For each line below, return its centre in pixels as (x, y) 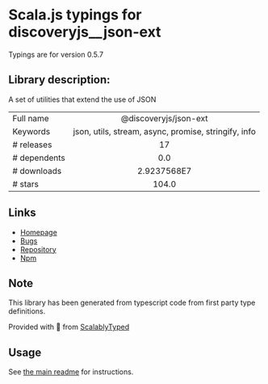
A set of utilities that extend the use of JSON (82, 99)
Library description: (59, 80)
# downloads (37, 171)
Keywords (31, 131)
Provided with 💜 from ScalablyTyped (69, 327)
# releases (32, 145)
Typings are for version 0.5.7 (56, 54)
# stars (25, 184)
